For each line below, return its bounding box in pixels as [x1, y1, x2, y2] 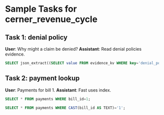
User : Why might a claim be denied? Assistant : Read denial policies [5, 46, 142, 52]
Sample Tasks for [5, 3, 77, 15]
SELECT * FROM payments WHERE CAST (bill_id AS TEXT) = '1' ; [5, 105, 125, 110]
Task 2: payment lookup [5, 74, 80, 82]
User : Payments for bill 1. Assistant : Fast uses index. [5, 87, 111, 93]
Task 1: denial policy [5, 33, 68, 41]
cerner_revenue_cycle [5, 14, 98, 25]
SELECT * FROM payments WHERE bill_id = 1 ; [5, 96, 91, 101]
